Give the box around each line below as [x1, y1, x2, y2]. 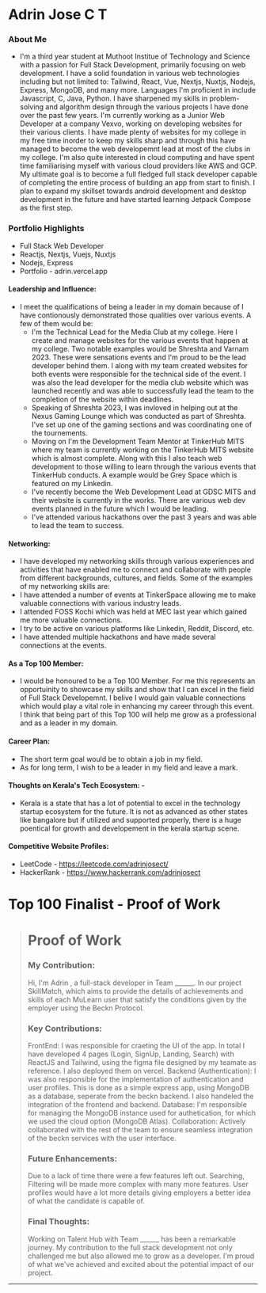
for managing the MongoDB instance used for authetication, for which [27, 1108, 256, 1117]
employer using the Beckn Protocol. [27, 1003, 145, 1013]
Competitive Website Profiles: [8, 842, 109, 851]
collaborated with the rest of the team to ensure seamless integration [27, 1124, 253, 1134]
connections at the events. [19, 641, 107, 650]
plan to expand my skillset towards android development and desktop [19, 186, 247, 196]
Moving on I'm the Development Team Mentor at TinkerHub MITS [31, 436, 245, 446]
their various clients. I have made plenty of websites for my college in [19, 127, 247, 137]
